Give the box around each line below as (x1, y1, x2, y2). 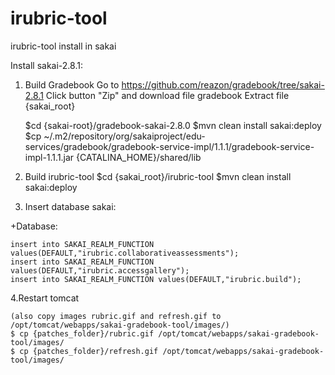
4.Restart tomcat (10, 292, 80, 304)
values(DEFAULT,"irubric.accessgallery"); (10, 265, 190, 276)
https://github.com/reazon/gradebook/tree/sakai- (121, 78, 325, 91)
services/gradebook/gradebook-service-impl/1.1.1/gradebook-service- (24, 140, 315, 152)
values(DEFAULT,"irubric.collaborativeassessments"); (10, 248, 240, 258)
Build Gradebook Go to (24, 78, 120, 91)
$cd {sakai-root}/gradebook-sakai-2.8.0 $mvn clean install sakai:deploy (24, 119, 322, 131)
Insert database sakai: (24, 200, 117, 212)
